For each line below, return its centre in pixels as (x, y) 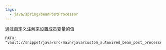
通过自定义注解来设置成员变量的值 (40, 29)
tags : (11, 10)
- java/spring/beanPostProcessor (44, 14)
